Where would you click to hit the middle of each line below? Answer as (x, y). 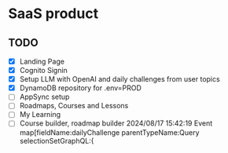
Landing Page (42, 61)
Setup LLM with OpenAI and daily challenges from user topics (120, 79)
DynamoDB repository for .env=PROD (80, 88)
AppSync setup (44, 97)
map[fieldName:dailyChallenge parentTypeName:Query (109, 132)
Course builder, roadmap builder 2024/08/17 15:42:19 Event (116, 123)
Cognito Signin (44, 71)
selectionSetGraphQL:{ (57, 140)
